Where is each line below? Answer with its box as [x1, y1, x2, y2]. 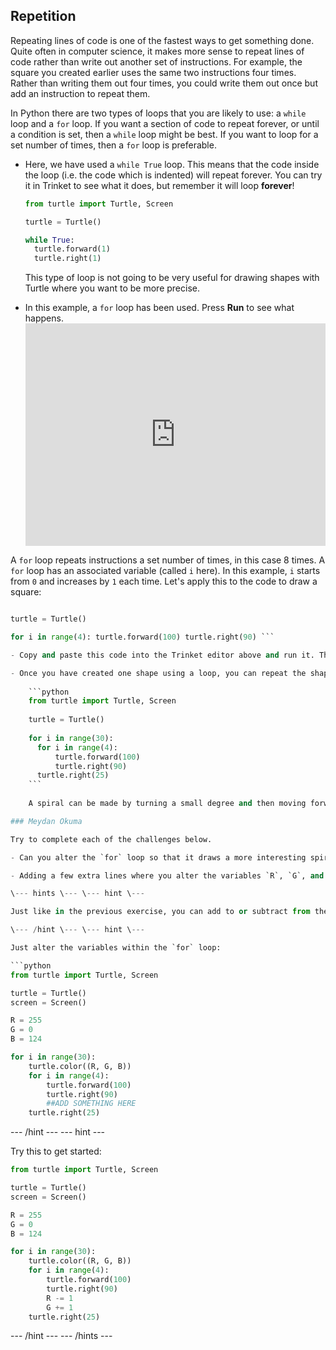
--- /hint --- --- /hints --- [10, 1330, 113, 1342]
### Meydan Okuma [10, 816, 83, 826]
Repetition [10, 8, 77, 25]
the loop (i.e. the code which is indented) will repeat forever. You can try [24, 169, 323, 181]
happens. [24, 312, 64, 324]
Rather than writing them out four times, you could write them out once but [10, 77, 318, 89]
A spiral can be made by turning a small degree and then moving [28, 799, 307, 809]
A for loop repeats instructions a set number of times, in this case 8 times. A [10, 554, 326, 566]
